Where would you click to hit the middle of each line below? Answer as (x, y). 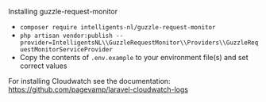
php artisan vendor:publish (66, 36)
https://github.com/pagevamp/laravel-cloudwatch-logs (98, 89)
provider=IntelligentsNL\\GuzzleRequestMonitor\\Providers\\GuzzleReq (139, 43)
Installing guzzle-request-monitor (63, 11)
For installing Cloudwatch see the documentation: (89, 81)
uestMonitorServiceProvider (66, 50)
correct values (43, 66)
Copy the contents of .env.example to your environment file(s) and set (134, 57)
